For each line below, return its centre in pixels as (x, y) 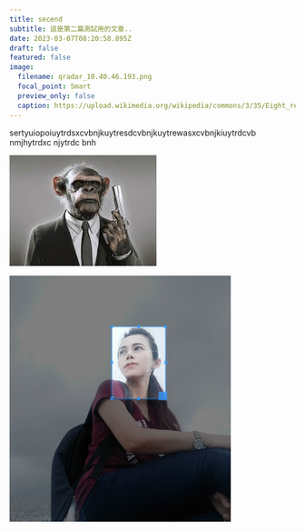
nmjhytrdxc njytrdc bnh (53, 142)
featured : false (40, 58)
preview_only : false (56, 95)
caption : (34, 105)
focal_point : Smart (54, 86)
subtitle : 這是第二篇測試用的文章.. (71, 29)
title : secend (36, 19)
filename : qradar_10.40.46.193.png (85, 77)
